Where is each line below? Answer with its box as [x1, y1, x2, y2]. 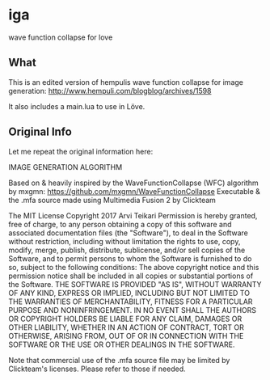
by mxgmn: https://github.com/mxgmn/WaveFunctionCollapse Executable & [8, 186, 261, 196]
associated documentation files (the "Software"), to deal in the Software [8, 228, 249, 238]
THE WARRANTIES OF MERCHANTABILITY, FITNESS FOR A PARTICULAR [8, 297, 253, 306]
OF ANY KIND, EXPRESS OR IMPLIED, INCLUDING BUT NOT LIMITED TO [8, 288, 251, 298]
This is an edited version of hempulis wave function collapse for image [8, 77, 244, 87]
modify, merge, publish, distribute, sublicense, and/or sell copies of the [8, 245, 246, 255]
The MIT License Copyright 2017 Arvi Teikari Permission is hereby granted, [8, 210, 258, 220]
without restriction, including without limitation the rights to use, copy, [8, 236, 241, 246]
